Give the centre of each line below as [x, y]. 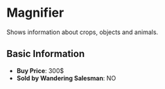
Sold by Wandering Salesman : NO [66, 78]
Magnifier [35, 13]
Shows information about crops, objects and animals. [82, 32]
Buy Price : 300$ [40, 70]
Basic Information [46, 54]
